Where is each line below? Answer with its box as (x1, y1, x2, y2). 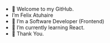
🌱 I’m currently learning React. (11, 24, 85, 31)
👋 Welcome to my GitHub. (11, 6, 74, 12)
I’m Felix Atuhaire (11, 12, 54, 19)
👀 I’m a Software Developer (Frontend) (11, 18, 105, 24)
